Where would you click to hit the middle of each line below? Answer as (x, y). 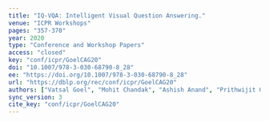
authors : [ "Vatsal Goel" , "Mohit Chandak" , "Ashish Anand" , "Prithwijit (132, 90)
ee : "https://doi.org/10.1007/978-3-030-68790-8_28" (98, 75)
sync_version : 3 (35, 97)
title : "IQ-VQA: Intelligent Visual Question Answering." (107, 16)
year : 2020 (26, 38)
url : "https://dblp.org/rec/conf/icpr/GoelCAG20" (93, 82)
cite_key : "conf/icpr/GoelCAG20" (64, 104)
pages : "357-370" (37, 30)
